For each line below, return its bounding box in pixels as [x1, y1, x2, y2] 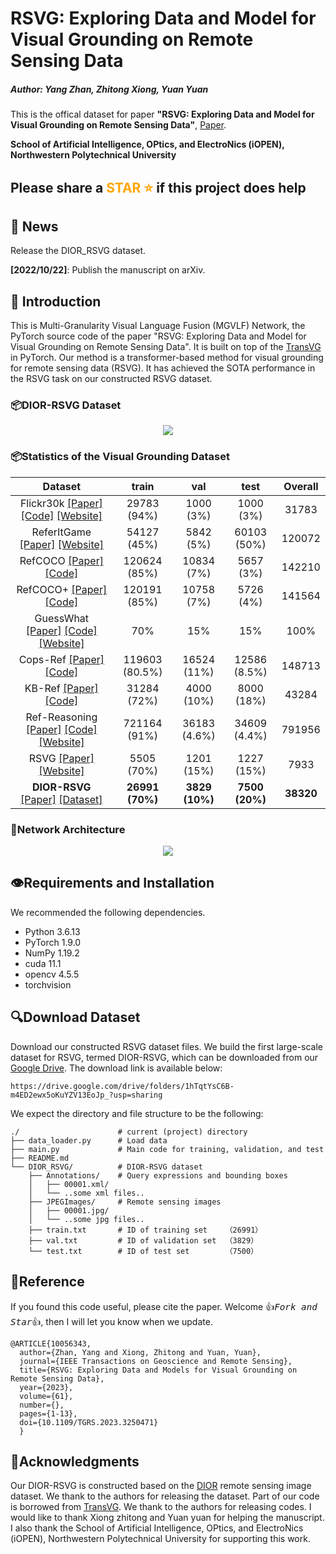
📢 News [10, 218, 59, 235]
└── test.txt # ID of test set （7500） [28, 1246, 259, 1256]
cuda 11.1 [24, 957, 62, 969]
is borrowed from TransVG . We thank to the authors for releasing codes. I [10, 1501, 312, 1513]
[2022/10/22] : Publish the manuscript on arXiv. [10, 264, 206, 276]
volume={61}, [19, 1391, 74, 1401]
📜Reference [10, 1273, 85, 1291]
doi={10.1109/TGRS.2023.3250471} [19, 1417, 159, 1427]
